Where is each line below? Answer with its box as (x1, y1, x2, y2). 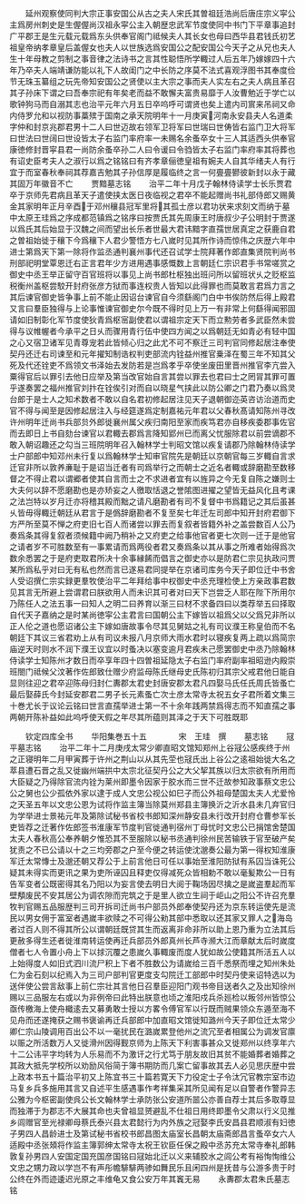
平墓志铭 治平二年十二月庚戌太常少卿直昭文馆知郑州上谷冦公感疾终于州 (9, 743, 290, 753)
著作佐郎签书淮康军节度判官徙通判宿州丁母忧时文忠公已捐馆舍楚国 (48, 822, 296, 833)
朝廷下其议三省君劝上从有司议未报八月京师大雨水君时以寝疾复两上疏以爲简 (9, 632, 288, 643)
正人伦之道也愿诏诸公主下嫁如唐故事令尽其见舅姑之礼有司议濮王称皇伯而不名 (9, 621, 296, 631)
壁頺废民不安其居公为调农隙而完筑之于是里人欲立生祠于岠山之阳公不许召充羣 (9, 890, 296, 901)
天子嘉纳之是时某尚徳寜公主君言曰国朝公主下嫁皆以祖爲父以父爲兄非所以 (25, 609, 296, 620)
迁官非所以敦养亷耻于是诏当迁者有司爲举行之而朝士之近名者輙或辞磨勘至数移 (9, 462, 296, 472)
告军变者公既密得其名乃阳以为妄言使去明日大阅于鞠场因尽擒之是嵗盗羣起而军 (9, 879, 296, 889)
